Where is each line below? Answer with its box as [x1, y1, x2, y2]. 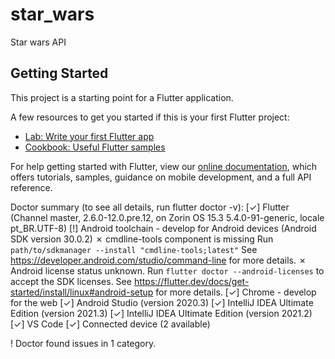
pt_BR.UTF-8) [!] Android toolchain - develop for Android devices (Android [10, 222, 317, 234]
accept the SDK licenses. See [10, 275, 132, 287]
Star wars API [10, 36, 67, 48]
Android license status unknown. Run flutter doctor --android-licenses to [10, 264, 325, 277]
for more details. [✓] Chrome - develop [155, 286, 317, 298]
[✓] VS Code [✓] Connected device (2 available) [10, 318, 211, 330]
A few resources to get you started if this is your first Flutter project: [10, 111, 290, 123]
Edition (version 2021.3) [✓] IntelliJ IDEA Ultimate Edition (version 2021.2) [10, 307, 313, 319]
